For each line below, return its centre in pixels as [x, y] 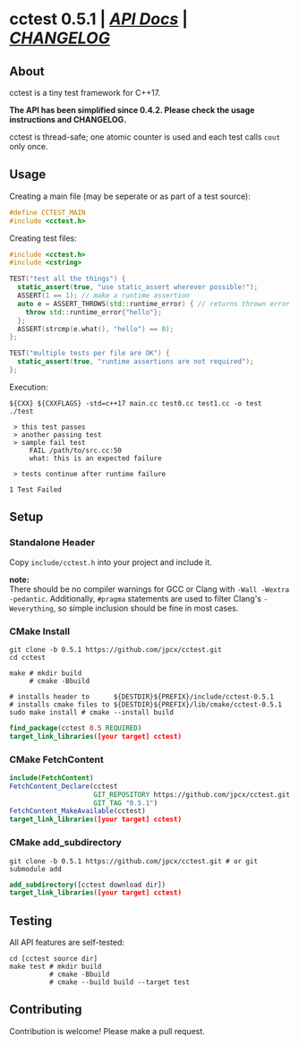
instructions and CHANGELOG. [68, 120]
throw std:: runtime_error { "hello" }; [94, 312]
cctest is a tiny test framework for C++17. [85, 93]
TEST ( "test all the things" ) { [68, 279]
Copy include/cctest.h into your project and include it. [111, 562]
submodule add [36, 869]
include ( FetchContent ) [51, 778]
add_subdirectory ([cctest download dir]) [88, 885]
